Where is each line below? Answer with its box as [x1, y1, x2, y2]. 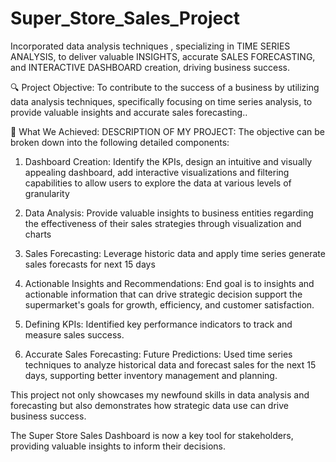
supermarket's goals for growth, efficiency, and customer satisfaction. [24, 298, 315, 311]
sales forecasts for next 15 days [24, 258, 156, 270]
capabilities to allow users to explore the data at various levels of [24, 177, 292, 189]
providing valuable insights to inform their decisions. [10, 440, 226, 452]
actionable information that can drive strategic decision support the [24, 288, 303, 300]
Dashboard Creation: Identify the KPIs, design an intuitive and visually [24, 155, 313, 167]
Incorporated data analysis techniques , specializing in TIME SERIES [10, 40, 291, 52]
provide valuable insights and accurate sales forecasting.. [10, 106, 248, 118]
